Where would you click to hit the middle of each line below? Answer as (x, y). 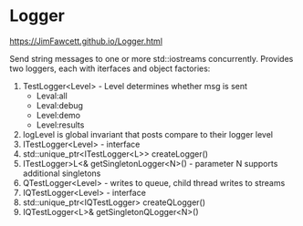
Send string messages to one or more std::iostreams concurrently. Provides (151, 58)
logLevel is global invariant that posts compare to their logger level (148, 134)
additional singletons (62, 173)
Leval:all (52, 96)
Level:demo (58, 115)
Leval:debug (60, 105)
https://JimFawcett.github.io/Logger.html (86, 41)
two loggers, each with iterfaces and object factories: (110, 68)
